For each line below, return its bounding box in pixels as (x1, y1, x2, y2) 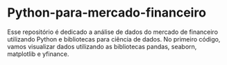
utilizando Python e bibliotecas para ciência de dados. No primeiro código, (7, 35, 221, 43)
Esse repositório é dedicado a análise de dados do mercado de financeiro (7, 28, 219, 36)
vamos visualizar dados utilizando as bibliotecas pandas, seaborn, (7, 42, 197, 50)
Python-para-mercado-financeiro (7, 5, 207, 21)
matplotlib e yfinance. (7, 50, 69, 58)
